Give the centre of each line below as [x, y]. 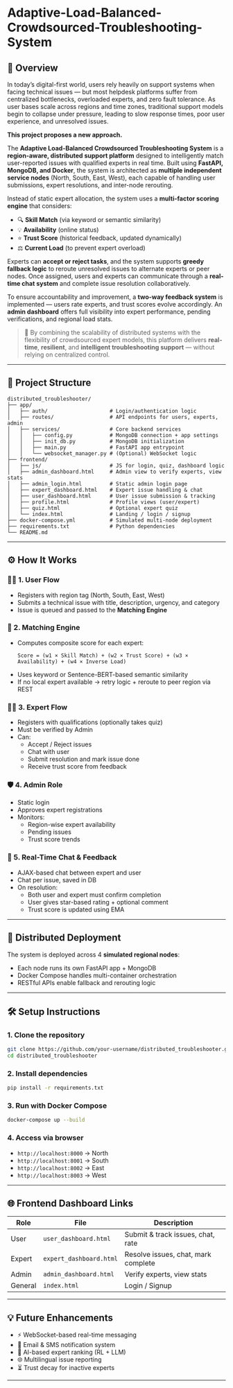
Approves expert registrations [60, 810]
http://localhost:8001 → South [63, 1160]
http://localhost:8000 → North [63, 1153]
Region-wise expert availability [71, 825]
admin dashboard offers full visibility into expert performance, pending [109, 311]
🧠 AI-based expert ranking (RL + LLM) [71, 1352]
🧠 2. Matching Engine [44, 628]
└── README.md [28, 532]
